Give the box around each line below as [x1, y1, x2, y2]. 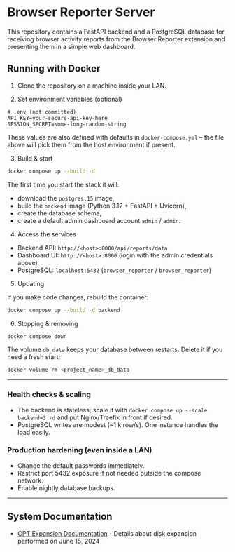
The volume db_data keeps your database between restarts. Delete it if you [7, 345, 223, 354]
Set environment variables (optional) [17, 95, 122, 103]
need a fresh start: [7, 353, 61, 361]
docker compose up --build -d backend [7, 307, 120, 314]
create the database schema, [17, 208, 102, 217]
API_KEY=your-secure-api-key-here [7, 114, 108, 121]
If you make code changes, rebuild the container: [7, 292, 149, 302]
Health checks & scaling [7, 390, 91, 400]
